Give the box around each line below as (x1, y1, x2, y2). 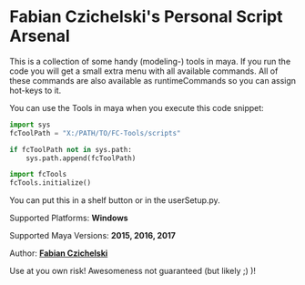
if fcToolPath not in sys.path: (9, 145, 132, 154)
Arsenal (9, 25, 70, 46)
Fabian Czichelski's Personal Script (9, 6, 283, 27)
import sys (9, 120, 51, 129)
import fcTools (9, 170, 67, 179)
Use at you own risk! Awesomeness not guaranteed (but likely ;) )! (9, 266, 257, 277)
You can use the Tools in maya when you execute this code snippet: (9, 102, 264, 113)
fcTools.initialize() (9, 178, 92, 188)
